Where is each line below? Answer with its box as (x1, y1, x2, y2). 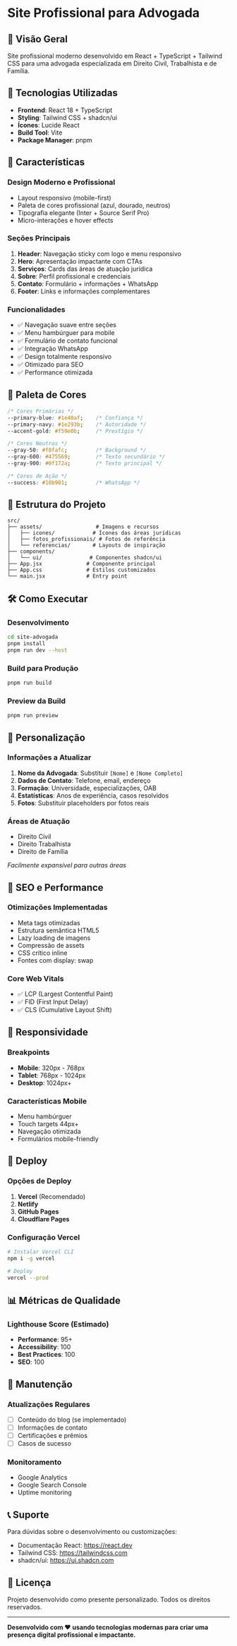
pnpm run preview (7, 712, 59, 719)
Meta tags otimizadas (17, 918, 80, 927)
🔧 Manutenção (7, 1378, 73, 1390)
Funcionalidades (7, 305, 66, 315)
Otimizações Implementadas (7, 903, 108, 913)
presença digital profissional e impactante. (7, 1630, 136, 1639)
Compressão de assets (17, 941, 85, 949)
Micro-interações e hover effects (17, 216, 114, 224)
